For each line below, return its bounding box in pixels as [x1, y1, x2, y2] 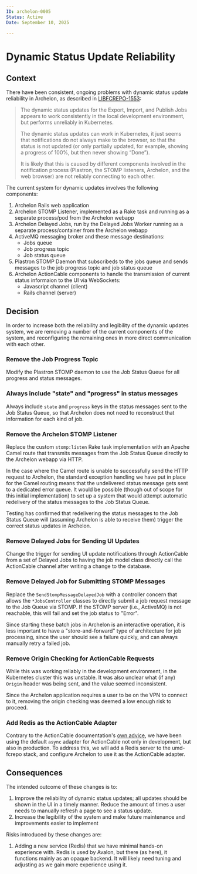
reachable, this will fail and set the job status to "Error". [6, 609, 139, 617]
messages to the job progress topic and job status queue [14, 264, 152, 271]
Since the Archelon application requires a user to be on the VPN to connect [6, 691, 188, 698]
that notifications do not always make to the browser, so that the [20, 136, 176, 144]
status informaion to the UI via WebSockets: [14, 277, 121, 284]
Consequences [6, 768, 63, 778]
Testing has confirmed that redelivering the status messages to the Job [6, 510, 179, 517]
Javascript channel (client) [23, 283, 88, 290]
